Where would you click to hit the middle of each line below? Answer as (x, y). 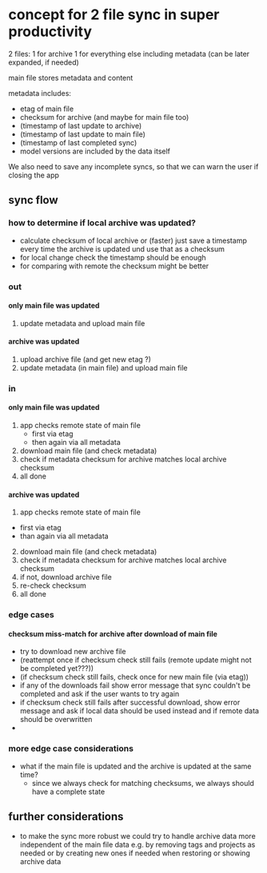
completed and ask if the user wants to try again (100, 694)
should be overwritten (56, 720)
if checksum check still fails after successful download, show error (130, 702)
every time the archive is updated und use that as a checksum (122, 248)
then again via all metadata (76, 442)
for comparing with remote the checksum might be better (114, 266)
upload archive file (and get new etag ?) (86, 359)
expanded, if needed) (44, 62)
